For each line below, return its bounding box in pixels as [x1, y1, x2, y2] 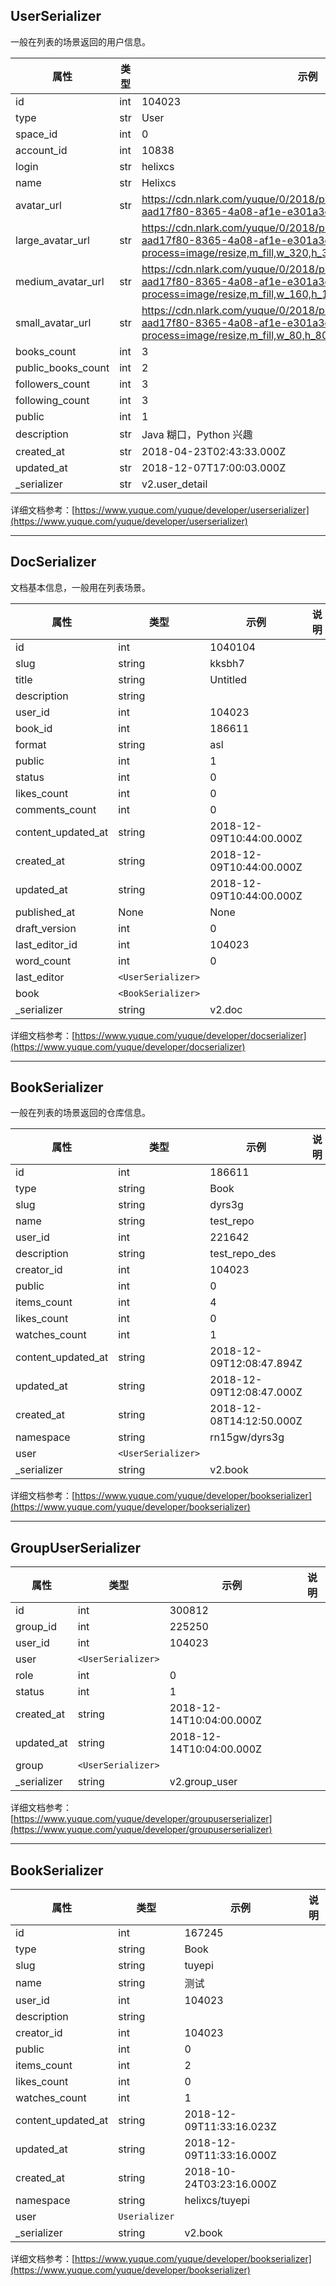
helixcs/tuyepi [184, 2194, 251, 2208]
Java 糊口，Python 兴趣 [141, 427, 253, 441]
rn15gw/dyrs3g [209, 1430, 285, 1444]
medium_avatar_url [15, 274, 105, 288]
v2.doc [209, 1002, 243, 1016]
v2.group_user [169, 1775, 238, 1789]
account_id [15, 143, 68, 157]
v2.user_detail [141, 477, 208, 491]
